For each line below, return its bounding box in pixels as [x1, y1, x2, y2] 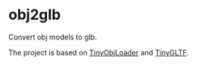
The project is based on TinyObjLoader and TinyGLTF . [8, 47, 189, 57]
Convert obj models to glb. [8, 32, 97, 42]
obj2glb [8, 6, 61, 24]
